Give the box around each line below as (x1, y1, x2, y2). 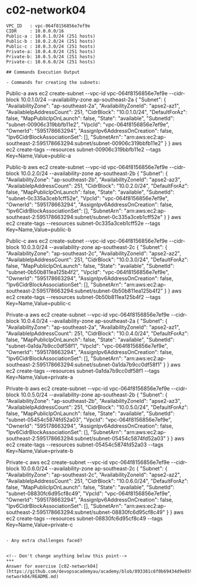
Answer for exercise (6, 563, 57, 569)
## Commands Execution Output (6, 69, 80, 75)
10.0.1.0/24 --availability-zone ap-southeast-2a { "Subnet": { (20, 96, 166, 103)
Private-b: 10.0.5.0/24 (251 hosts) (6, 53, 96, 59)
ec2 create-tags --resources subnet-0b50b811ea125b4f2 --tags (6, 293, 161, 300)
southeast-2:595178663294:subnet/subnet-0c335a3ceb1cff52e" (6, 213, 163, 220)
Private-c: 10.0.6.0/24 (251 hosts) (6, 59, 96, 65)
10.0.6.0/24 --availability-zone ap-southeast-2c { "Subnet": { (20, 465, 168, 472)
